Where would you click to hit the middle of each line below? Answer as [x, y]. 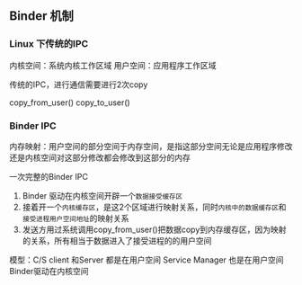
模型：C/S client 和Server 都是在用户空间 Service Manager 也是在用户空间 [147, 260]
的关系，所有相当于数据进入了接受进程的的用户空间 [117, 240]
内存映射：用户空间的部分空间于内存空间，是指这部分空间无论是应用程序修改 [151, 146]
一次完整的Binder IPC [49, 176]
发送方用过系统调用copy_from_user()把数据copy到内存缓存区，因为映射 [154, 229]
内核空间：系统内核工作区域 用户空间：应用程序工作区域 [113, 65]
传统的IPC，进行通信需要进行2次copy [79, 85]
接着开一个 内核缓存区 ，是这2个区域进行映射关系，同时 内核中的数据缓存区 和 [154, 207]
